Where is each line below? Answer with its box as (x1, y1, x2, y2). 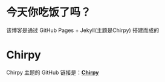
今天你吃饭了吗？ (6, 5, 92, 19)
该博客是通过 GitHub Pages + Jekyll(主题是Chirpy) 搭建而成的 (6, 27, 159, 34)
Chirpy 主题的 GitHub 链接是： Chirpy (6, 69, 99, 76)
